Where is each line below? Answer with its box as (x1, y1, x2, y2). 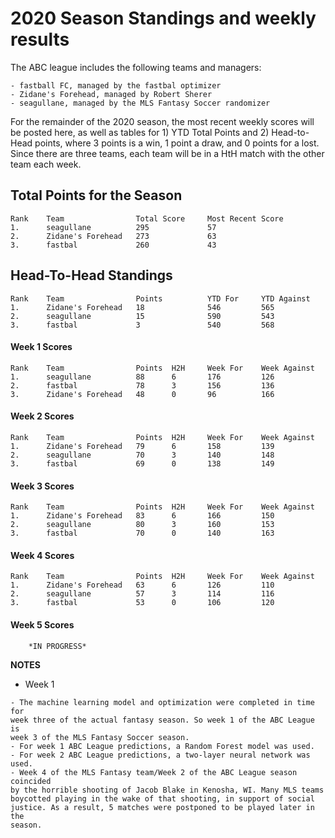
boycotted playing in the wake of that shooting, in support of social (10, 793, 315, 804)
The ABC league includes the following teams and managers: (10, 61, 262, 73)
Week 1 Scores (10, 341, 73, 353)
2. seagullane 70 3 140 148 (10, 450, 275, 460)
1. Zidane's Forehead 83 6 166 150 (10, 511, 275, 521)
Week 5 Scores (10, 618, 75, 631)
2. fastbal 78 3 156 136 (10, 380, 275, 391)
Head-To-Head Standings (10, 267, 173, 284)
